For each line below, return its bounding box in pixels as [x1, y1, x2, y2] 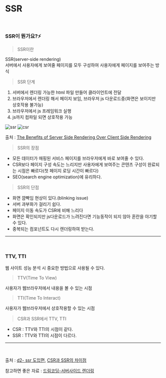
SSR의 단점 [17, 184, 40, 191]
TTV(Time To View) [17, 274, 57, 280]
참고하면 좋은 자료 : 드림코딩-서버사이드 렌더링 [5, 368, 94, 374]
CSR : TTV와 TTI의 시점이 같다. [12, 326, 73, 332]
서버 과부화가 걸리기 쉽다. [12, 201, 62, 207]
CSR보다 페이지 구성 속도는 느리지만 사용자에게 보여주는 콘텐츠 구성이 [12, 162, 147, 167]
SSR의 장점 [17, 145, 40, 151]
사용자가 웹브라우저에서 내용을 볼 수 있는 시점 [5, 285, 92, 291]
